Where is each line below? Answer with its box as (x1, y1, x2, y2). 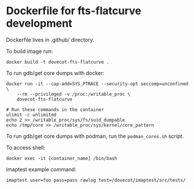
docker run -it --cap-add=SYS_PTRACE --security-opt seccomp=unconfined (6, 81, 189, 87)
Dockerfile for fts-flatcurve (6, 4, 142, 18)
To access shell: (6, 144, 45, 151)
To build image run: (6, 47, 53, 54)
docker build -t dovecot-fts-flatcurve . (6, 59, 110, 65)
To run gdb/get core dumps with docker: (6, 69, 105, 76)
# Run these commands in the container (6, 106, 104, 113)
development (6, 17, 73, 30)
